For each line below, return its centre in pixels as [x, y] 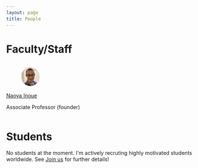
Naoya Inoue [22, 96]
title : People [24, 19]
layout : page [22, 13]
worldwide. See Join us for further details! [58, 159]
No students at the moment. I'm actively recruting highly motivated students [99, 153]
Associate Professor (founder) [43, 107]
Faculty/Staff [39, 49]
